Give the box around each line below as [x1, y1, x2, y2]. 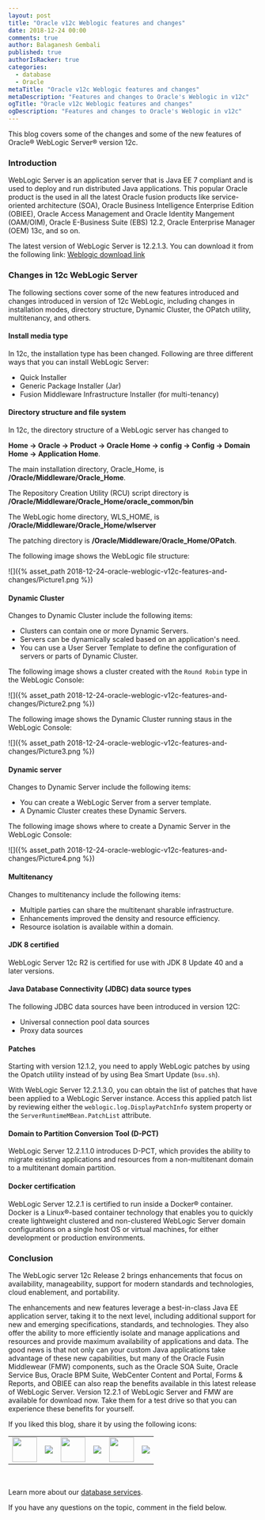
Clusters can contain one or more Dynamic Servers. [19, 626, 189, 635]
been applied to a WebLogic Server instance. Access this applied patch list [8, 1094, 252, 1104]
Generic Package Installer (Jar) [19, 381, 122, 390]
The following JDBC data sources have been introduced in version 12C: [8, 1002, 240, 1011]
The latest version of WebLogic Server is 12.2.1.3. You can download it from [8, 241, 254, 251]
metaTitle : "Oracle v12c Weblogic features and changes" [8, 85, 200, 94]
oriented [8, 201, 36, 210]
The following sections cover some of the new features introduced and [8, 287, 240, 297]
